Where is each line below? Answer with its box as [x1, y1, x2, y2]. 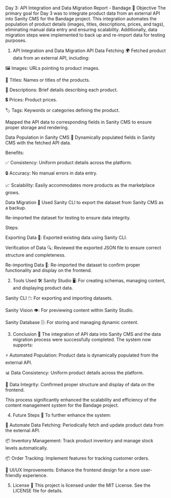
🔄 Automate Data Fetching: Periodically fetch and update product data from [5, 422, 164, 428]
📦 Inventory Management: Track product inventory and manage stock [5, 438, 154, 443]
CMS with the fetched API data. [5, 140, 71, 145]
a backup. [5, 205, 27, 211]
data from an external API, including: [12, 55, 90, 61]
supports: [12, 342, 33, 348]
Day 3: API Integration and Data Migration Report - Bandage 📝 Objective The [5, 5, 166, 11]
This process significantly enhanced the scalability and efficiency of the [5, 397, 157, 403]
